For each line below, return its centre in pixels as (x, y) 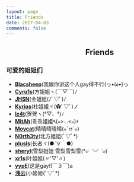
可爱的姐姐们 (25, 70)
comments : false (26, 28)
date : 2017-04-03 (28, 23)
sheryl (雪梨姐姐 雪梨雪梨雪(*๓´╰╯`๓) (61, 151)
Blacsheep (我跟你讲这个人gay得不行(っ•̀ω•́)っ (71, 84)
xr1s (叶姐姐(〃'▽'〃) (40, 158)
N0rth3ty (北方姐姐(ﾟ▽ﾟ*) (46, 136)
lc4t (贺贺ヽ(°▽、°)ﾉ (39, 114)
